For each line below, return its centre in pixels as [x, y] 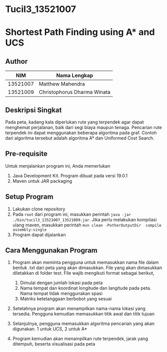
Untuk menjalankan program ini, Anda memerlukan [58, 166]
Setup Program [29, 197]
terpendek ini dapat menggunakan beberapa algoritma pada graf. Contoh [81, 133]
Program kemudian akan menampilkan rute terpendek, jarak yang [80, 339]
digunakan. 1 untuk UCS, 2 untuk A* [50, 329]
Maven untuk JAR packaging [42, 181]
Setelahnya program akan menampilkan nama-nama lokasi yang [79, 309]
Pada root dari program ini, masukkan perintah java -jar [72, 214]
